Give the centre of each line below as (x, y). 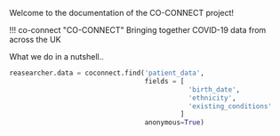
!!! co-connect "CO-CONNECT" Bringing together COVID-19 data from (138, 30)
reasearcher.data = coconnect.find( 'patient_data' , (107, 73)
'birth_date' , (214, 89)
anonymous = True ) (174, 123)
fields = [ (164, 81)
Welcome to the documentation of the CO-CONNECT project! (121, 13)
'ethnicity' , (212, 98)
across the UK (35, 40)
